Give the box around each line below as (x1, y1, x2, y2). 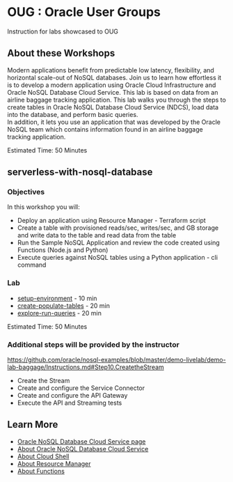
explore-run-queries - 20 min (17, 309, 102, 317)
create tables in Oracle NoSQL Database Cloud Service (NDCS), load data (7, 102, 219, 111)
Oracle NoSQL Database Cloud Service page (17, 437, 146, 446)
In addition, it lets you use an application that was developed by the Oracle (7, 118, 221, 126)
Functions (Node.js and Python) (17, 246, 109, 254)
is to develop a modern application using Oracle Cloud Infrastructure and (7, 81, 216, 89)
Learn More (7, 419, 58, 430)
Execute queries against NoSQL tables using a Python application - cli (17, 254, 218, 262)
